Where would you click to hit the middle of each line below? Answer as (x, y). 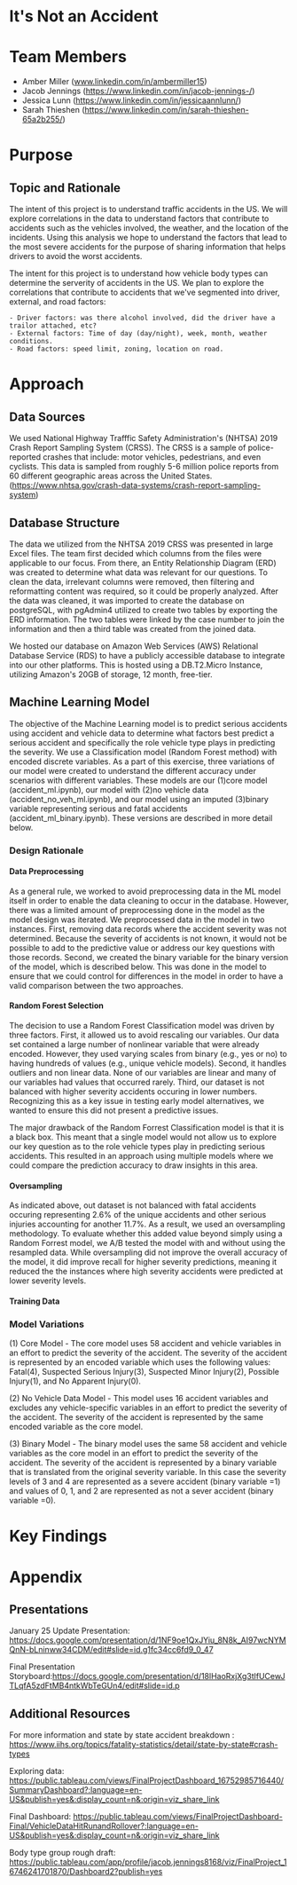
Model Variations (47, 1324)
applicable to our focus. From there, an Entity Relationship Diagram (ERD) (143, 563)
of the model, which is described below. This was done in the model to (138, 966)
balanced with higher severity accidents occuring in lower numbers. (133, 1092)
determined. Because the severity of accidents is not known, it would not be (148, 938)
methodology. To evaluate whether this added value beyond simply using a (146, 1234)
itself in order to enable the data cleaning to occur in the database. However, (149, 900)
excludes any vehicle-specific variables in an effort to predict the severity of (148, 1408)
